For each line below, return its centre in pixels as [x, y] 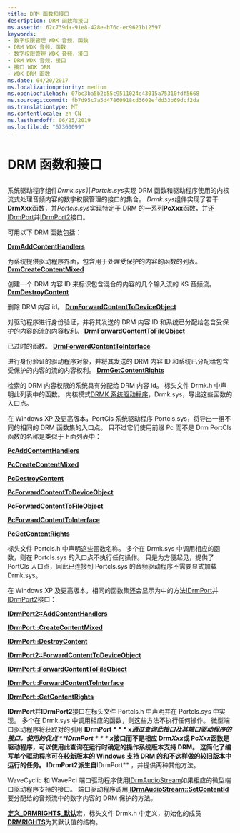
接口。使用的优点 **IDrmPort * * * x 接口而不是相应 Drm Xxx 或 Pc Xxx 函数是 [119, 738]
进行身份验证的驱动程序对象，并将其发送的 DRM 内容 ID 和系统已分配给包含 [118, 361]
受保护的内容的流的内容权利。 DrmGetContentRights [86, 370]
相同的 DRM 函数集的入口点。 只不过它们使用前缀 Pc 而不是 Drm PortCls [126, 428]
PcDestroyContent [36, 479]
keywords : [22, 34]
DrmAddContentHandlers [46, 246]
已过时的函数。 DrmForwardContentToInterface [79, 346]
